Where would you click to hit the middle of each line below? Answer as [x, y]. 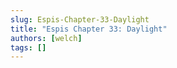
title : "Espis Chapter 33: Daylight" [89, 29]
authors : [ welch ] [46, 38]
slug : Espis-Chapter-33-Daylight [80, 19]
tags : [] [28, 47]
